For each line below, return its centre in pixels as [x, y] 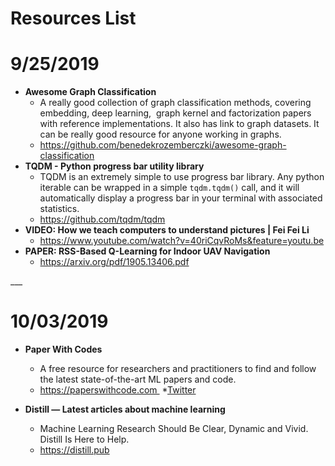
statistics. [59, 209]
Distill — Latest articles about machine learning [125, 409]
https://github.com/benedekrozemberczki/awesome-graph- [163, 145]
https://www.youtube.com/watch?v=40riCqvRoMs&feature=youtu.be [182, 241]
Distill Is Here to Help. [84, 439]
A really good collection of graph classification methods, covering [175, 103]
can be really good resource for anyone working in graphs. [160, 134]
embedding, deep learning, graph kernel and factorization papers [175, 113]
